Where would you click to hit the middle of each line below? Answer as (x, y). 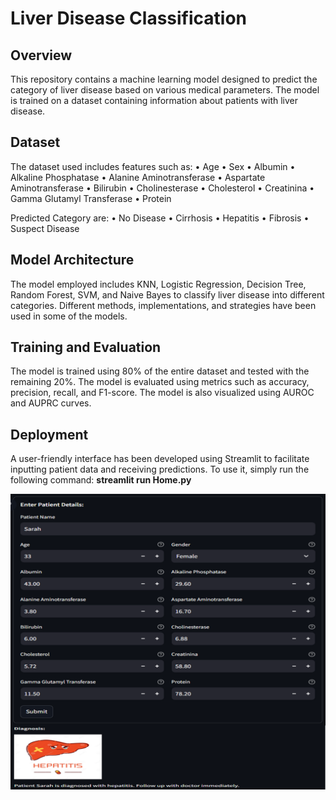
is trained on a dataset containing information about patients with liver (154, 100)
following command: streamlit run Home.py (101, 480)
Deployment (49, 434)
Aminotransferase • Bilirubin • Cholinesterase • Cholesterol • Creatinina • (162, 188)
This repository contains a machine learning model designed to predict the (164, 79)
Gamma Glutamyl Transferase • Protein (91, 198)
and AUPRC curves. (51, 403)
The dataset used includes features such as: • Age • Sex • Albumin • (153, 166)
